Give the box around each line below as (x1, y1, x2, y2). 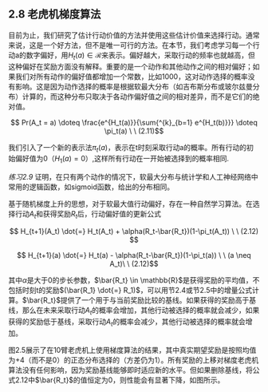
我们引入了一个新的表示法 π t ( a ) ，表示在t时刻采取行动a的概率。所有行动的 (8, 142, 247, 154)
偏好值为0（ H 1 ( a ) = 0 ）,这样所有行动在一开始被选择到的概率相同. (14, 154, 230, 165)
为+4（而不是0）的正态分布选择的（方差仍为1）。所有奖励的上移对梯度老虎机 (8, 354, 259, 365)
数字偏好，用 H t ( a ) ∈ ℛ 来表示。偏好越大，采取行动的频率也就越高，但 (26, 50, 255, 61)
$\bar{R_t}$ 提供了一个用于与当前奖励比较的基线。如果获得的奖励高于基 (22, 295, 257, 305)
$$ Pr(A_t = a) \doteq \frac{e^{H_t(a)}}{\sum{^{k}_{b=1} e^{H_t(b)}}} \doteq (10, 117, 258, 127)
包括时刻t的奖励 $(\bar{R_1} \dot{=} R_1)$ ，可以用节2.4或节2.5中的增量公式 (8, 286, 253, 295)
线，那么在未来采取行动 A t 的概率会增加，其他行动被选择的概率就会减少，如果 (8, 306, 260, 317)
